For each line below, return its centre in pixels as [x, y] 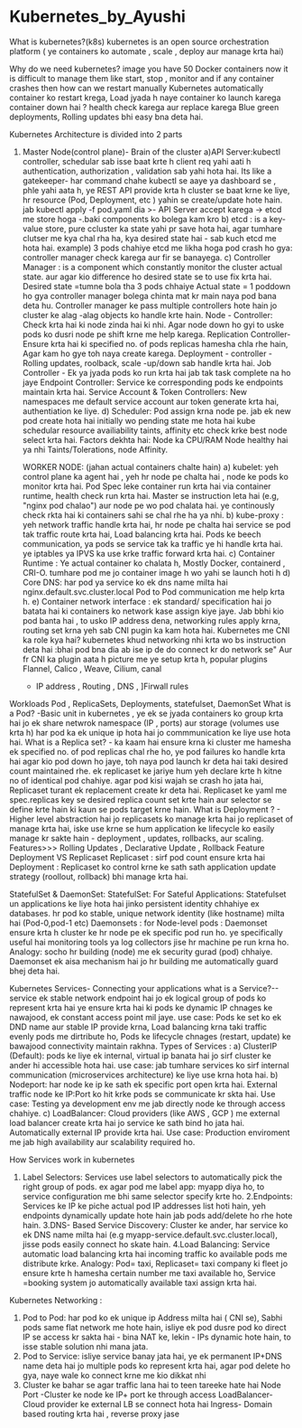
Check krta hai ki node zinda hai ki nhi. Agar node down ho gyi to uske [153, 324]
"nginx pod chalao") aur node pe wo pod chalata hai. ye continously [148, 505]
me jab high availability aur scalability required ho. [102, 1141]
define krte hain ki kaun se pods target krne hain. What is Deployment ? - [145, 809]
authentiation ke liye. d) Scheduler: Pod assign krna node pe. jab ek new [156, 411]
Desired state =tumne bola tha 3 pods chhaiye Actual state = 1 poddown [156, 286]
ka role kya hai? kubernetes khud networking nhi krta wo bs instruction [154, 640]
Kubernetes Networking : [56, 1300]
